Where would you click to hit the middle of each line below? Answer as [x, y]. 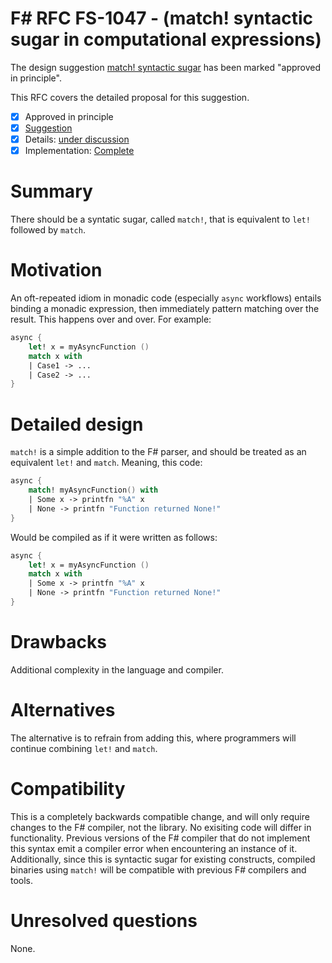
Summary [51, 191]
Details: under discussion [77, 139]
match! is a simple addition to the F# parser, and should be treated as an [158, 452]
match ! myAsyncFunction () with [93, 490]
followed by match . [48, 230]
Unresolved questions [104, 920]
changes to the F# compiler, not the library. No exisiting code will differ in [161, 827]
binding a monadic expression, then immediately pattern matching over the [165, 309]
